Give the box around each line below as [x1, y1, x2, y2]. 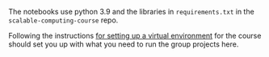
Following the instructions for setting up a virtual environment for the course [8, 31, 262, 40]
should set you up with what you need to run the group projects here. [8, 39, 239, 49]
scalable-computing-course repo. [8, 15, 119, 25]
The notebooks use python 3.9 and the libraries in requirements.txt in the [8, 7, 254, 16]
